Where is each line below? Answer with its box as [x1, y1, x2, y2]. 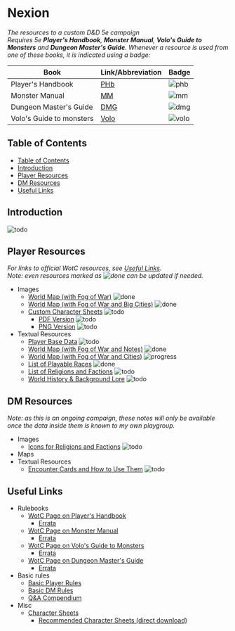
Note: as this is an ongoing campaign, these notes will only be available [7, 414, 215, 423]
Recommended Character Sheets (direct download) [38, 616, 188, 624]
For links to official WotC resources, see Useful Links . [7, 264, 162, 272]
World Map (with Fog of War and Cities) [27, 352, 142, 361]
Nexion [7, 5, 50, 21]
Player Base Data [27, 338, 78, 346]
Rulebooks [17, 504, 49, 512]
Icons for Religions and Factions [27, 442, 121, 451]
